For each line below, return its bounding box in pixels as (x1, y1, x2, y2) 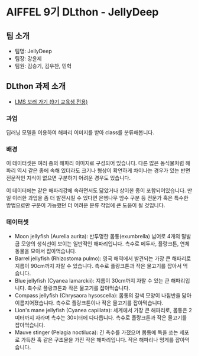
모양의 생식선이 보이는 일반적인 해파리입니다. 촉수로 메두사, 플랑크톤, (21, 240, 179, 247)
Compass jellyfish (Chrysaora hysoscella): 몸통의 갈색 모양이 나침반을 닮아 (14, 292, 192, 299)
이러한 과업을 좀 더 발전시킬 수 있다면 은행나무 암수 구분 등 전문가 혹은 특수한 (12, 195, 189, 202)
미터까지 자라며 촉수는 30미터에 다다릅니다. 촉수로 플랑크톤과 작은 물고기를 (14, 314, 187, 321)
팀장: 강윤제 (14, 55, 43, 62)
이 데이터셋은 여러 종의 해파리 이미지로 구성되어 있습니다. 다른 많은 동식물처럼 (6, 160, 184, 167)
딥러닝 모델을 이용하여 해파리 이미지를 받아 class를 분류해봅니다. (6, 129, 155, 136)
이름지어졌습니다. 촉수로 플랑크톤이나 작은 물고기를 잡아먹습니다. (14, 299, 164, 306)
